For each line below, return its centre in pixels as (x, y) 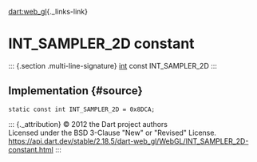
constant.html (31, 149)
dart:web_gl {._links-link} (48, 12)
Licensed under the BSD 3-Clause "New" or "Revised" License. (113, 132)
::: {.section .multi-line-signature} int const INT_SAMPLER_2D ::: (113, 65)
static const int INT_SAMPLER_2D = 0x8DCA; (82, 109)
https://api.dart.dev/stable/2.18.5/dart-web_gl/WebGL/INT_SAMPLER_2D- (128, 141)
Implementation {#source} (76, 91)
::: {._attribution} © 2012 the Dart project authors (88, 124)
